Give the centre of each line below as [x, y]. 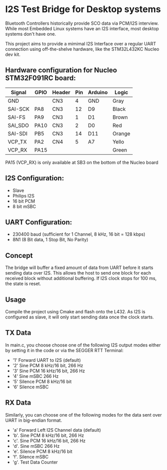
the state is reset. [23, 284]
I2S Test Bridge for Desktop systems [83, 9]
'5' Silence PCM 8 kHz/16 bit [42, 381]
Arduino [98, 92]
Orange [121, 133]
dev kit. [13, 54]
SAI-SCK [19, 109]
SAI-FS [17, 117]
